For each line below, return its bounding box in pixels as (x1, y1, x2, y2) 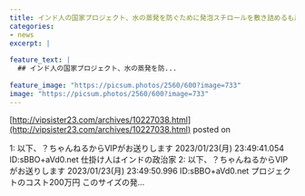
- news (9, 30, 34, 39)
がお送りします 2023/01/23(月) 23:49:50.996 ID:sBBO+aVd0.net (9, 165, 250, 176)
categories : (9, 22, 54, 31)
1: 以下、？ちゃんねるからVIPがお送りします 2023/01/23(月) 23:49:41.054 (9, 142, 284, 153)
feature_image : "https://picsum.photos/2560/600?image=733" (9, 81, 242, 90)
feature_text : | (9, 55, 71, 64)
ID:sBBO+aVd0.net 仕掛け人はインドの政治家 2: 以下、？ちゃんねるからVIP (9, 153, 289, 164)
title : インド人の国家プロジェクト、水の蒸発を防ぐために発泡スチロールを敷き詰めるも (9, 13, 295, 23)
